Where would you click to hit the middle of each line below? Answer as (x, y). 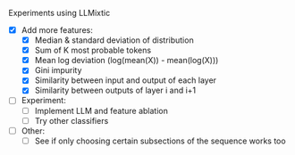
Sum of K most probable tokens (93, 50)
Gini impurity (58, 70)
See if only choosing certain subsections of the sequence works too (160, 141)
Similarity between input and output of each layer (125, 80)
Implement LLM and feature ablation (101, 110)
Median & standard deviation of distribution (114, 40)
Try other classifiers (72, 120)
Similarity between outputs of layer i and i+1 (115, 90)
